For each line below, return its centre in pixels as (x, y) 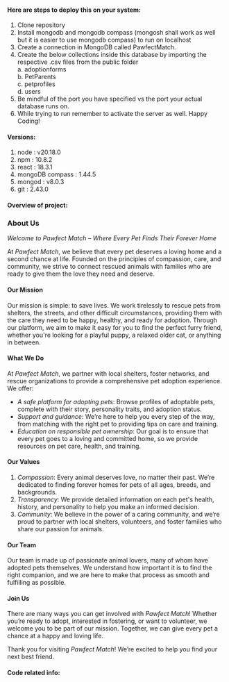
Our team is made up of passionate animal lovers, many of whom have (108, 560)
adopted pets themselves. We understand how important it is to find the (110, 568)
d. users (29, 92)
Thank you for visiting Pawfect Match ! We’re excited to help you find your (112, 649)
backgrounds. (37, 492)
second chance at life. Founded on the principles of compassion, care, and (114, 259)
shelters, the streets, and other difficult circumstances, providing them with (114, 313)
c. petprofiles (36, 84)
